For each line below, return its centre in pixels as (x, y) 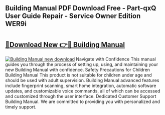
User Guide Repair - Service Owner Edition (73, 16)
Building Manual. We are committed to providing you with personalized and (83, 101)
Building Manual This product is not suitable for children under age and (78, 75)
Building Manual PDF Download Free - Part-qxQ (81, 8)
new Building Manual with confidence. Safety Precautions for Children (78, 70)
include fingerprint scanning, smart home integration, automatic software (81, 85)
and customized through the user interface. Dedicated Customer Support (81, 96)
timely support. (21, 107)
